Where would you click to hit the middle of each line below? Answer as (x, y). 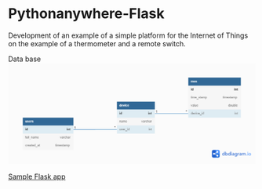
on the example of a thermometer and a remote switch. (97, 43)
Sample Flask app (37, 176)
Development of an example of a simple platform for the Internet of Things (128, 35)
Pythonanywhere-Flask (86, 14)
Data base (25, 59)
